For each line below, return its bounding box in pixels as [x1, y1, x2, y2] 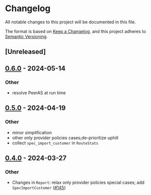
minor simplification [12, 129, 52, 135]
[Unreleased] [5, 48, 46, 56]
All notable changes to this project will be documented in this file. [5, 19, 136, 25]
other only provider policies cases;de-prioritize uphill [12, 135, 118, 141]
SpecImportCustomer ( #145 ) [12, 185, 66, 191]
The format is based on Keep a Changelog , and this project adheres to [5, 28, 146, 34]
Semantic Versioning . [5, 34, 48, 39]
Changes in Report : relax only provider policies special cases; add [12, 179, 145, 185]
